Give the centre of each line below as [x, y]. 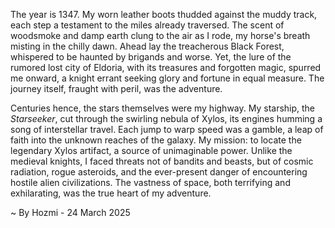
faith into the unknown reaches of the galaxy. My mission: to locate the [156, 140]
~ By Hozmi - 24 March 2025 [70, 212]
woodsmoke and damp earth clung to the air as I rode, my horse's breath [160, 35]
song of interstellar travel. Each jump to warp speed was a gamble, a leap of [167, 129]
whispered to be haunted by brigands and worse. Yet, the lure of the [151, 57]
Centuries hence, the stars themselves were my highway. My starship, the [163, 108]
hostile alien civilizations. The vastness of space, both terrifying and [150, 182]
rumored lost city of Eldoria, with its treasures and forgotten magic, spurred [166, 67]
